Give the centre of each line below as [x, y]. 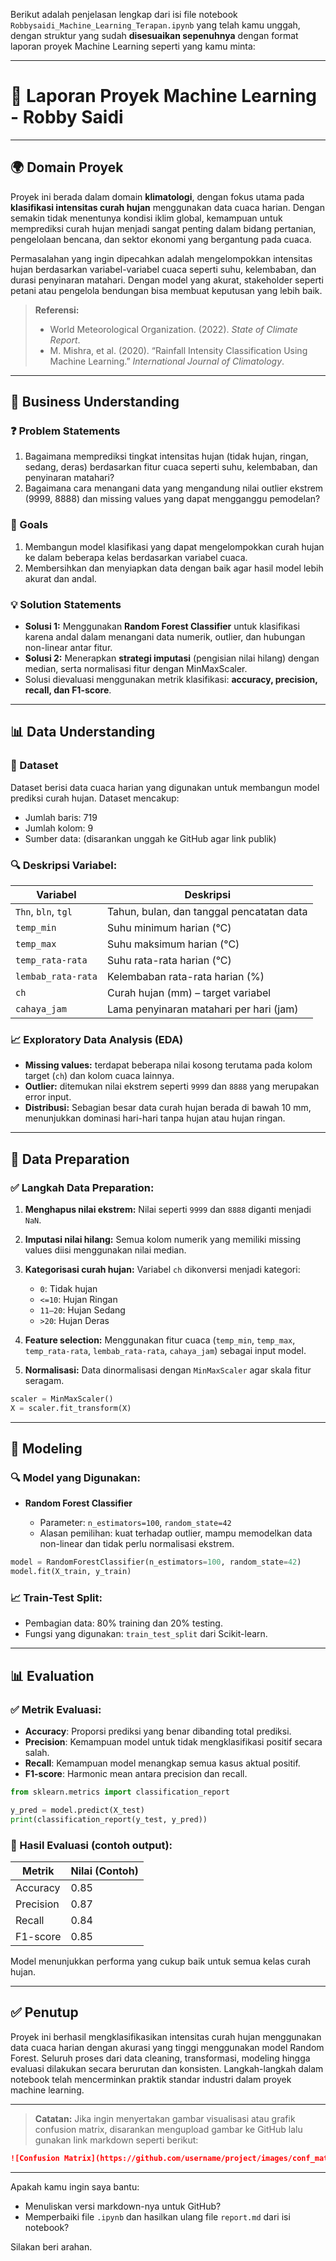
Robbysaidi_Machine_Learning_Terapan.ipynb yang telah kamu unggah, [155, 25]
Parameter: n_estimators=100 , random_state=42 [135, 1523]
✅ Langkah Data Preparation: [82, 1187]
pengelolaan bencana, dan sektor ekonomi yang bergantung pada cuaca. [161, 239]
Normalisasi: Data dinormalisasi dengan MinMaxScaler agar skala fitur [168, 1370]
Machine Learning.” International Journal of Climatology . [167, 361]
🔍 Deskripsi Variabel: [64, 865]
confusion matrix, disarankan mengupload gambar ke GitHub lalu [168, 2129]
